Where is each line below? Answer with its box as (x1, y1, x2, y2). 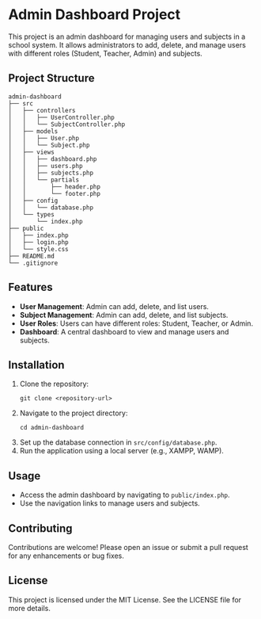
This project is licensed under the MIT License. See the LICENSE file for (8, 594, 242, 604)
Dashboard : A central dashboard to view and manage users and (19, 327, 229, 336)
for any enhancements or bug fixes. (8, 551, 125, 560)
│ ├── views (8, 148, 55, 156)
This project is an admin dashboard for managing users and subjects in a (8, 32, 246, 41)
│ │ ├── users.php (8, 162, 83, 170)
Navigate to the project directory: (19, 408, 128, 418)
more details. (8, 603, 51, 613)
